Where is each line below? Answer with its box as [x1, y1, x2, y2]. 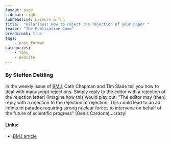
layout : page [5, 7, 33, 13]
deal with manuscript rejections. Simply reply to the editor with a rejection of [5, 89, 166, 95]
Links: [5, 122, 19, 128]
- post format [14, 41, 44, 46]
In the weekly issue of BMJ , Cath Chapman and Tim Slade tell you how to [5, 83, 159, 89]
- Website [14, 54, 36, 60]
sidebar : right [5, 12, 38, 17]
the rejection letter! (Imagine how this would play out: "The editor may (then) [5, 94, 166, 100]
